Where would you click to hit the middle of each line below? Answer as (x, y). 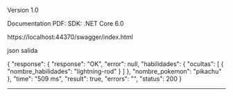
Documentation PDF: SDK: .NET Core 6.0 (66, 23)
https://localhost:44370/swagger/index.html (70, 37)
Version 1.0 (23, 10)
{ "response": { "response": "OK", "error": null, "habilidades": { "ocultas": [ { (115, 64)
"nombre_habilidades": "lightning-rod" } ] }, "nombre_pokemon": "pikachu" (114, 71)
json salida (23, 50)
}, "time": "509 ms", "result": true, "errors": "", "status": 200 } (95, 79)
